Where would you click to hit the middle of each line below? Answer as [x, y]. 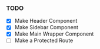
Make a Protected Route [44, 41]
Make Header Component [46, 21]
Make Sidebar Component [46, 27]
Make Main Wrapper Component [54, 34]
